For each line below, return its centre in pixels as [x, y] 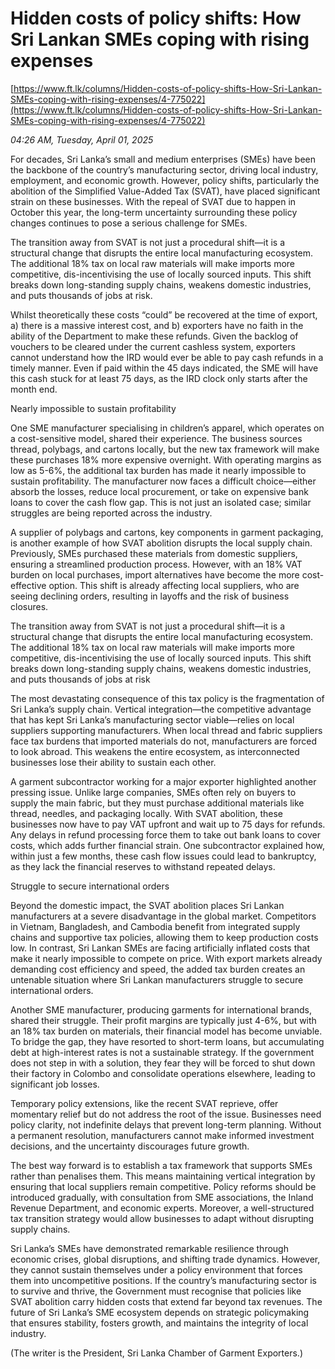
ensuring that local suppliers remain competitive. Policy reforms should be [163, 1186]
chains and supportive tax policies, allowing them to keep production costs [164, 937]
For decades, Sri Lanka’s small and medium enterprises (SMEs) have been [163, 159]
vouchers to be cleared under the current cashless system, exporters [153, 346]
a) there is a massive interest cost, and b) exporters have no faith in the [157, 325]
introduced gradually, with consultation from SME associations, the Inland [162, 1197]
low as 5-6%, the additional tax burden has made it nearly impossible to [158, 470]
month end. [34, 389]
